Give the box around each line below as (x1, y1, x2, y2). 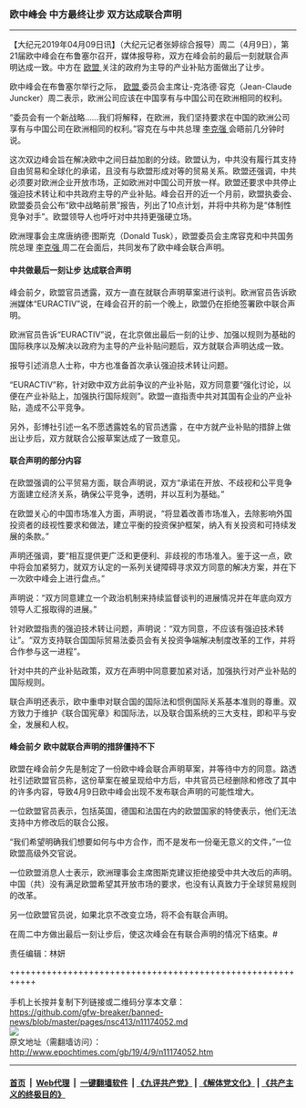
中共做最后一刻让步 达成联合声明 (9, 264, 132, 275)
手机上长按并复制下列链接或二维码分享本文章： (9, 996, 185, 1007)
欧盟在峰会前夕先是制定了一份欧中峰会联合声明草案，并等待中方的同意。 (9, 763, 280, 774)
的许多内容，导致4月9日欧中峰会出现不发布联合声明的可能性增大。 (9, 786, 260, 797)
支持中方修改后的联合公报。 (9, 816, 114, 827)
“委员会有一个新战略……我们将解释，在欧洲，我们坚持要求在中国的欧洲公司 (9, 112, 291, 123)
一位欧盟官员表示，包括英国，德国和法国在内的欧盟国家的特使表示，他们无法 (9, 805, 297, 816)
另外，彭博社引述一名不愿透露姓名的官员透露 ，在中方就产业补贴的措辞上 (9, 421, 283, 432)
